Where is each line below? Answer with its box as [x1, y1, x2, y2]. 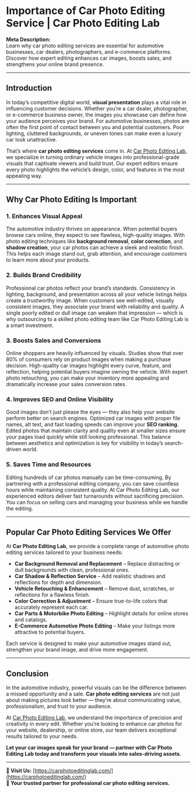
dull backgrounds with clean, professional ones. [14, 566, 130, 574]
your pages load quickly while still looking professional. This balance [6, 433, 171, 440]
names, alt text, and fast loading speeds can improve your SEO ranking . [6, 421, 179, 428]
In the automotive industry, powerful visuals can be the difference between [6, 684, 187, 691]
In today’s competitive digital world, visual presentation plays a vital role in [6, 98, 187, 106]
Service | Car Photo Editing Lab [6, 16, 160, 30]
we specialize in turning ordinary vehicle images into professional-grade [6, 153, 180, 160]
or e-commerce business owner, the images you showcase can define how [6, 111, 187, 118]
